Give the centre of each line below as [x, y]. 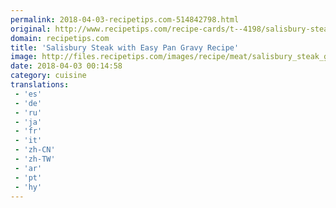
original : [31, 29]
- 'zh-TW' [35, 159]
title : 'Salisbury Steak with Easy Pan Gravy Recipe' [125, 47]
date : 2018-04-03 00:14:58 [66, 66]
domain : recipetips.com [60, 38]
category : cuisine [48, 76]
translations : [40, 85]
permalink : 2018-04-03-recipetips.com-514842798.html [125, 19]
